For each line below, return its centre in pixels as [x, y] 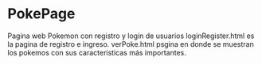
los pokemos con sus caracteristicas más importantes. [97, 52]
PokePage [41, 14]
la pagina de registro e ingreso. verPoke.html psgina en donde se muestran [131, 44]
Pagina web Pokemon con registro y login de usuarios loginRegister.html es [131, 36]
